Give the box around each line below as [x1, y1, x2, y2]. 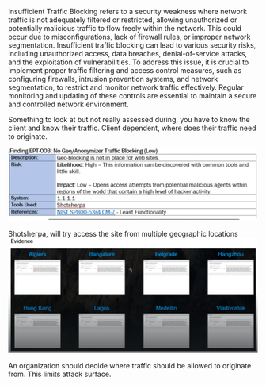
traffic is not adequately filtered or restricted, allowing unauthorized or [8, 15, 237, 25]
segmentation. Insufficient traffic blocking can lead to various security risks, [8, 40, 256, 50]
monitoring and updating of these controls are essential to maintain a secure [8, 91, 257, 100]
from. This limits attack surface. [8, 369, 112, 379]
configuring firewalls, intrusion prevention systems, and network [8, 75, 218, 83]
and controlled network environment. [8, 99, 129, 109]
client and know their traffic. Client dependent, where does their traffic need [8, 123, 256, 133]
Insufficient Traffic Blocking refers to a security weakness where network [8, 7, 248, 16]
